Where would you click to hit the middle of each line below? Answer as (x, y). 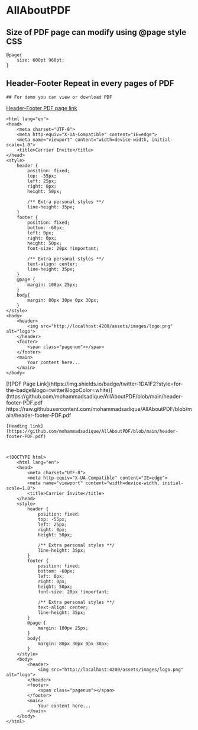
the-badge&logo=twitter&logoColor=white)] (59, 390)
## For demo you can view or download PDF (59, 97)
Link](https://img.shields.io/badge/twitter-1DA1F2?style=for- (110, 384)
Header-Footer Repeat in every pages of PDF (90, 83)
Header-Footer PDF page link (42, 108)
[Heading (17, 426)
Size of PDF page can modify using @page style (96, 32)
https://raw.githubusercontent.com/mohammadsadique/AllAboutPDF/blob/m (99, 409)
